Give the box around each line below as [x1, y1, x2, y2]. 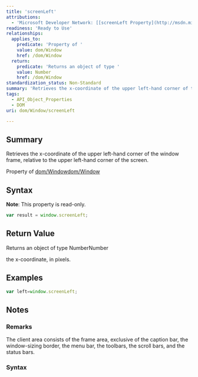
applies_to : [11, 36, 41, 42]
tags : [6, 91, 19, 97]
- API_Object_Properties [11, 96, 72, 102]
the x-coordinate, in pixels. [6, 255, 71, 263]
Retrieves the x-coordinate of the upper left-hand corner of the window [6, 150, 179, 157]
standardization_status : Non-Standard [6, 80, 101, 86]
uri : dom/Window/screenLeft [6, 108, 75, 113]
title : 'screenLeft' [6, 8, 57, 15]
